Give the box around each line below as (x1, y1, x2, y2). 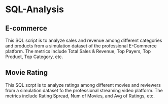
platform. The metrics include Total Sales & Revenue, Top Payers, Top (5, 48, 151, 54)
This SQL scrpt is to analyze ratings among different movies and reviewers (5, 82, 161, 88)
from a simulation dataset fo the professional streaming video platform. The (5, 87, 163, 93)
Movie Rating (5, 68, 48, 77)
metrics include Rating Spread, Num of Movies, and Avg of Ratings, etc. (5, 93, 155, 99)
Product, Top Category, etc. (5, 54, 63, 60)
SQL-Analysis (5, 4, 64, 15)
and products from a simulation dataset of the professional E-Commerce (5, 43, 157, 49)
